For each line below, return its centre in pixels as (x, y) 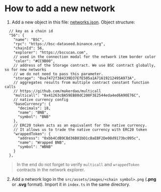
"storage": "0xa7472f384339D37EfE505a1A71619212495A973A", (75, 78)
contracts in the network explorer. (51, 169)
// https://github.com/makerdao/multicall (57, 91)
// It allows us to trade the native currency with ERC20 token (80, 130)
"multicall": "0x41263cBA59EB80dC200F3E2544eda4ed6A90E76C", (77, 95)
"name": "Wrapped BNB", (42, 143)
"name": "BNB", (33, 112)
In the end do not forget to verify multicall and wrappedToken (78, 164)
